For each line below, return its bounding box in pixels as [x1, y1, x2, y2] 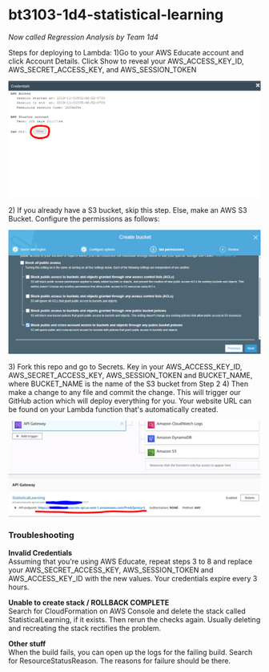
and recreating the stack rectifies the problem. [8, 623, 162, 633]
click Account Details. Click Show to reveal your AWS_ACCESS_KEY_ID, [8, 56, 244, 66]
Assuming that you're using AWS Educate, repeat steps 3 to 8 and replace [8, 556, 253, 566]
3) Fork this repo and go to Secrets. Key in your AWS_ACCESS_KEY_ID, [8, 362, 243, 372]
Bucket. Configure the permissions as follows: [8, 214, 160, 223]
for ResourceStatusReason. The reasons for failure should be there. [8, 656, 231, 666]
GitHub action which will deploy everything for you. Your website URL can [8, 396, 252, 406]
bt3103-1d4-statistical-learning [8, 6, 224, 24]
